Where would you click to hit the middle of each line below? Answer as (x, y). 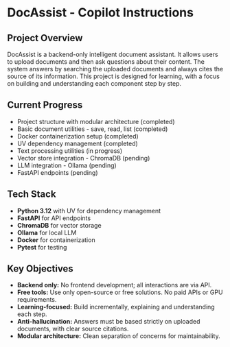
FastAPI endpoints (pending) (57, 172)
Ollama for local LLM (47, 232)
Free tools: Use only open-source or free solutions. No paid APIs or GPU (120, 292)
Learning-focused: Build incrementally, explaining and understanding (116, 307)
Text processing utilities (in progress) (70, 151)
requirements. (37, 300)
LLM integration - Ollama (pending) (67, 165)
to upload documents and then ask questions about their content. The (106, 62)
